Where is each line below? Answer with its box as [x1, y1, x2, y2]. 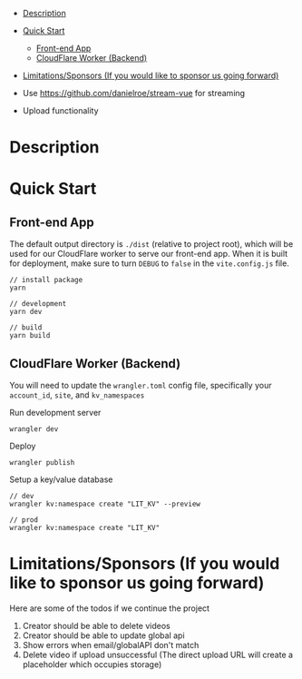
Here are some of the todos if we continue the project [9, 603, 210, 614]
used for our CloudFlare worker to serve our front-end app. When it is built [9, 249, 288, 260]
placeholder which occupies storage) [22, 658, 162, 670]
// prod [9, 516, 39, 525]
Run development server [9, 408, 102, 418]
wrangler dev [9, 425, 59, 434]
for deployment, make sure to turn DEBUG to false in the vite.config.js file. [9, 258, 290, 269]
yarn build [9, 331, 51, 340]
